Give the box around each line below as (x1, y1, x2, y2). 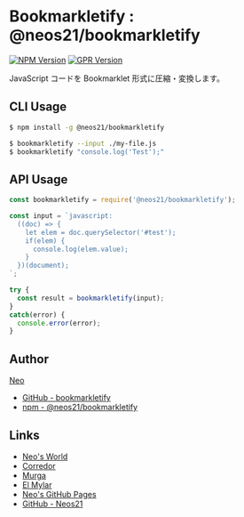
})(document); (17, 261, 69, 271)
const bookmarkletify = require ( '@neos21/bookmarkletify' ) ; (9, 196, 237, 205)
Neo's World (21, 451, 68, 462)
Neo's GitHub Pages (21, 489, 97, 499)
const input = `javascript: (9, 212, 114, 221)
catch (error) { (9, 310, 66, 319)
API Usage (9, 172, 68, 187)
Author (9, 351, 49, 367)
